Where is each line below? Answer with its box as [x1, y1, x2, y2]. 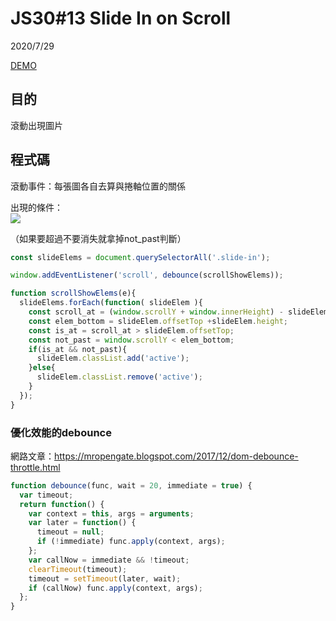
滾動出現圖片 [10, 119, 63, 131]
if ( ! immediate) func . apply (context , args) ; [36, 537, 226, 547]
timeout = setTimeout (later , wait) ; [28, 573, 182, 584]
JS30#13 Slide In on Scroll [10, 7, 232, 30]
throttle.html [10, 461, 61, 473]
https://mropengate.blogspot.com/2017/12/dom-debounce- [54, 450, 299, 462]
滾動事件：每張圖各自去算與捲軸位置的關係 [10, 180, 186, 192]
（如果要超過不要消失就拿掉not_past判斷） [10, 232, 187, 244]
